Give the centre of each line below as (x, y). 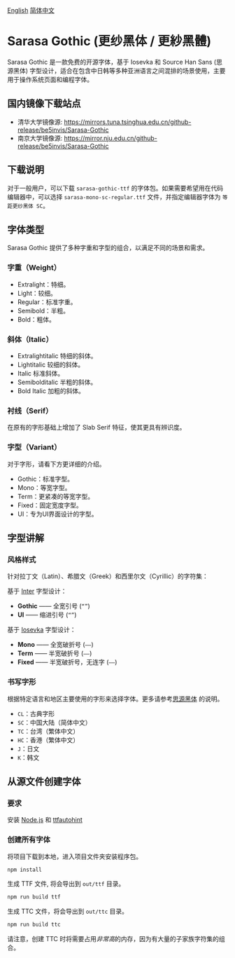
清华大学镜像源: (40, 122)
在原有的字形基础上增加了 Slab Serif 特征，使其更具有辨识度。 (97, 427)
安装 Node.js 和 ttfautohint (45, 820)
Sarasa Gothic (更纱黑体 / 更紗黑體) (109, 41)
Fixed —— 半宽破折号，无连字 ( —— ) (67, 662)
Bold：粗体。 (36, 319)
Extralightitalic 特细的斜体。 (57, 355)
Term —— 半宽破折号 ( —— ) (55, 653)
